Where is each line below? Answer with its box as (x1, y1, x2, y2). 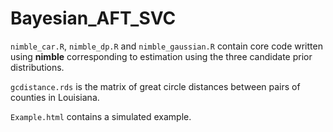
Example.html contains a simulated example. (10, 110, 192, 122)
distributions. (10, 61, 65, 73)
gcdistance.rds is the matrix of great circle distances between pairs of (10, 80, 301, 92)
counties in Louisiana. (10, 91, 100, 103)
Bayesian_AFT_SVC (10, 7, 177, 30)
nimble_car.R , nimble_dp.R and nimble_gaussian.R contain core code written (10, 40, 323, 52)
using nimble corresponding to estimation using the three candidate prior (10, 50, 313, 62)
